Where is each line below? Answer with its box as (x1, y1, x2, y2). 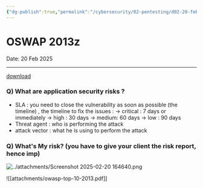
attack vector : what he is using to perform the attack (14, 126, 147, 134)
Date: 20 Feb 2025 (6, 55, 53, 62)
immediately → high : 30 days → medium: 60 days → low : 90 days (14, 114, 181, 121)
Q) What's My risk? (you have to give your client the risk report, (6, 141, 196, 150)
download (6, 72, 31, 79)
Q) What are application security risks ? (6, 87, 125, 96)
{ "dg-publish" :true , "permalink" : (6, 8, 91, 15)
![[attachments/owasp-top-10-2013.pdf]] (6, 175, 108, 182)
